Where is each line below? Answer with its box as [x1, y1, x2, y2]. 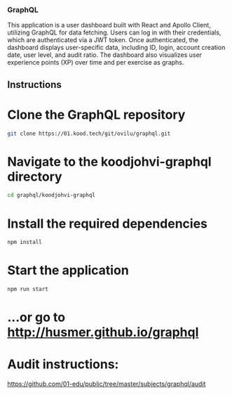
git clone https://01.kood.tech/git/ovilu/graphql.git [7, 130, 171, 137]
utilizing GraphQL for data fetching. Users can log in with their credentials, [7, 28, 221, 37]
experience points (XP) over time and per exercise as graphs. [7, 58, 184, 67]
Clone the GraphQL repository [7, 107, 186, 122]
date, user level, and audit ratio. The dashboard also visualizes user [7, 51, 202, 59]
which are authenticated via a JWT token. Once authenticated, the [7, 36, 198, 44]
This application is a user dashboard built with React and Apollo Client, [7, 21, 212, 30]
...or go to [7, 309, 65, 325]
